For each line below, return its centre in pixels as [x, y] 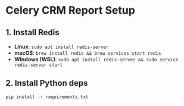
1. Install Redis [33, 32]
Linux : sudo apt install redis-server [61, 46]
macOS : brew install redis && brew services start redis [88, 53]
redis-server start [38, 65]
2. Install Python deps [47, 83]
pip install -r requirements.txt [47, 97]
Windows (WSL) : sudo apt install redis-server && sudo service [96, 59]
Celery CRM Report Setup [70, 10]
